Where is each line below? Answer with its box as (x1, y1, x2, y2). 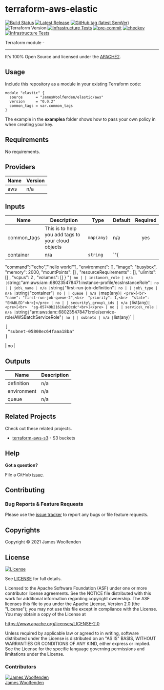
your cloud (44, 237, 69, 244)
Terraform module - (5, 39, 45, 45)
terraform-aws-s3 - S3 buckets (12, 435, 76, 441)
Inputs (5, 202, 25, 210)
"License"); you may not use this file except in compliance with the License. (5, 606, 158, 612)
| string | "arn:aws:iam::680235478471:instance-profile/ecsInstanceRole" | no (5, 280, 159, 285)
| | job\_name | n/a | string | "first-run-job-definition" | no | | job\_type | (5, 285, 158, 291)
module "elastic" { (5, 90, 45, 95)
